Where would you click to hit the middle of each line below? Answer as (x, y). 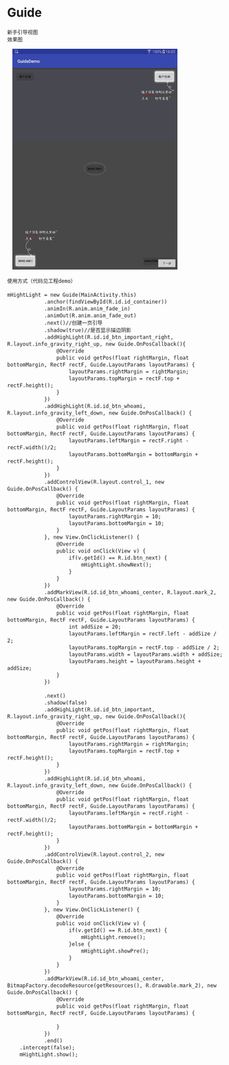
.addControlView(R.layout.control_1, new (104, 482)
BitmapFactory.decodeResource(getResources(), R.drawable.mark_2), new (112, 985)
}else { (79, 944)
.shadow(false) (66, 703)
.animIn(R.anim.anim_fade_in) (87, 308)
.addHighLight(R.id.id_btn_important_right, (109, 337)
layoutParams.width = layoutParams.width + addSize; (146, 654)
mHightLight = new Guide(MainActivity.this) (72, 295)
